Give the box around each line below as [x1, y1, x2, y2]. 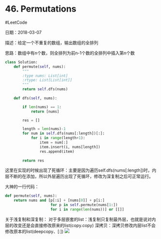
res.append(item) [39, 149, 75, 154]
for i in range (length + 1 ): [30, 136, 86, 141]
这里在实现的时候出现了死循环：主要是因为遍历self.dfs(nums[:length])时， [5, 167, 152, 173]
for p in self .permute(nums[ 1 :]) [50, 203, 118, 207]
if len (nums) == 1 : [22, 104, 62, 110]
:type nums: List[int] [22, 73, 68, 78]
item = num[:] [39, 140, 68, 145]
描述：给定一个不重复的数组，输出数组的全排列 [5, 40, 98, 46]
